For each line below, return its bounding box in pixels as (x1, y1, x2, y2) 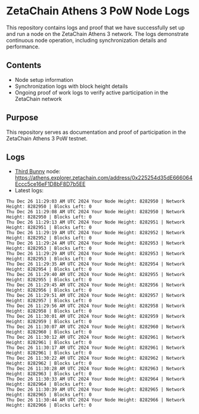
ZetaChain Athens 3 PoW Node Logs (6, 4, 190, 18)
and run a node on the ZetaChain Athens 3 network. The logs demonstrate (6, 30, 189, 37)
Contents (6, 60, 42, 70)
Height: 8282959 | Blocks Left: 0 (6, 318, 92, 325)
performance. (6, 43, 40, 50)
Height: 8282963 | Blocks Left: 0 (6, 371, 92, 377)
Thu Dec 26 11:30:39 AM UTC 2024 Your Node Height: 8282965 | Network (6, 387, 185, 392)
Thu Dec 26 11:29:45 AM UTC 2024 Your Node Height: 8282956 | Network (6, 282, 185, 288)
